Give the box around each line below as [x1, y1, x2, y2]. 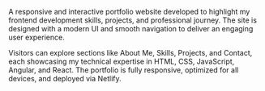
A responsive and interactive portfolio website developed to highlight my [8, 7, 250, 16]
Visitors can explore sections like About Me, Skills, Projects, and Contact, [8, 48, 253, 57]
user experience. [8, 32, 65, 42]
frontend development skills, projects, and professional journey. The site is [8, 15, 258, 25]
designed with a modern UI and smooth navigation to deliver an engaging [8, 24, 254, 33]
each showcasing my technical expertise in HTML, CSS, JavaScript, [8, 56, 235, 66]
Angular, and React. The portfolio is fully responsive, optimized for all [8, 65, 239, 75]
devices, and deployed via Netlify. [8, 74, 122, 83]
